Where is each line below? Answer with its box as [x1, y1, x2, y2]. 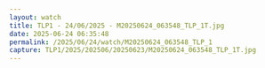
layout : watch [9, 12, 62, 22]
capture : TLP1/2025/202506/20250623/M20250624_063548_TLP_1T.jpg [9, 46, 256, 55]
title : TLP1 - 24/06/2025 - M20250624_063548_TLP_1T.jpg [9, 21, 225, 30]
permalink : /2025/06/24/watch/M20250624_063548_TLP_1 [9, 37, 213, 47]
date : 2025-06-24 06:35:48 [9, 29, 109, 38]
